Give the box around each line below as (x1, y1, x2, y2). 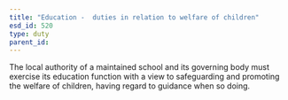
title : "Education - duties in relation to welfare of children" (9, 12, 260, 22)
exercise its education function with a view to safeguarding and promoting (9, 72, 280, 82)
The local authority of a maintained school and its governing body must (9, 62, 270, 73)
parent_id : (9, 37, 50, 47)
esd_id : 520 (9, 21, 53, 30)
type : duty (9, 29, 50, 38)
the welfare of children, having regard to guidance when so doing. (9, 81, 251, 91)
